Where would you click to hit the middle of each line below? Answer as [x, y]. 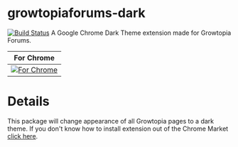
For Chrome [34, 58]
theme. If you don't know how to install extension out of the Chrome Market [118, 129]
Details [28, 102]
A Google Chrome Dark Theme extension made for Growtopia [141, 33]
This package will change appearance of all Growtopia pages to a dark [111, 121]
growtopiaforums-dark [76, 13]
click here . [23, 136]
